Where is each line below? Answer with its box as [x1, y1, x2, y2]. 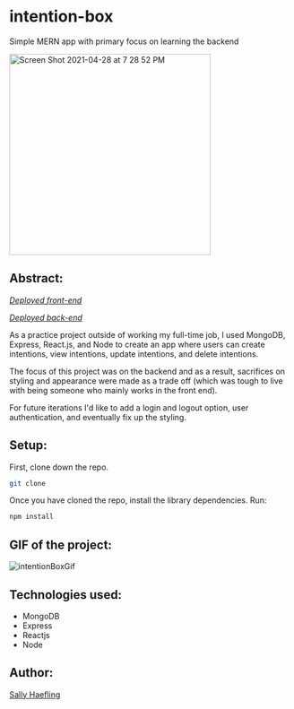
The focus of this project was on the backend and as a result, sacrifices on [9, 366, 285, 376]
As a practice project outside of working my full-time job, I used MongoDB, [9, 329, 286, 340]
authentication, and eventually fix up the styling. [9, 411, 186, 422]
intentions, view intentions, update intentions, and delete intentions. [9, 348, 259, 359]
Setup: [9, 437, 48, 454]
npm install [9, 513, 54, 522]
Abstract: [9, 271, 64, 286]
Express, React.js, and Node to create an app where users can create [9, 339, 266, 350]
